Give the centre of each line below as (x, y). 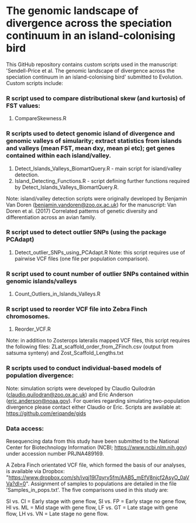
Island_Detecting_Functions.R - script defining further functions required (102, 181)
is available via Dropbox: (36, 471)
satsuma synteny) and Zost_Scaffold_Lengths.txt (65, 353)
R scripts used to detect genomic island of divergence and (91, 134)
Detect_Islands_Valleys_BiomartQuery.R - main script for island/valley (98, 168)
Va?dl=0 (16, 484)
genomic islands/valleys (42, 281)
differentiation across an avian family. (51, 217)
